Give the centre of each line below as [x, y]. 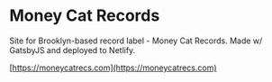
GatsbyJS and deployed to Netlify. [73, 50]
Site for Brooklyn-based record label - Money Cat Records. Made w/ [136, 41]
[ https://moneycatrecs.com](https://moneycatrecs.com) [113, 68]
